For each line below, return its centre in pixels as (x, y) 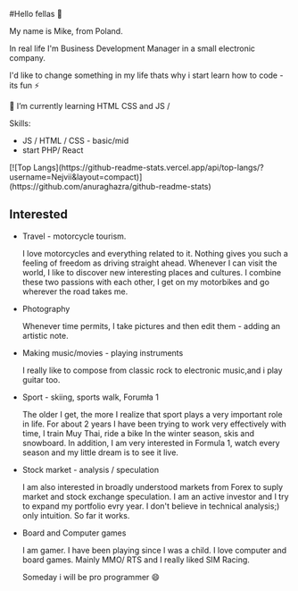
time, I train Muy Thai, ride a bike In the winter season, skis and (138, 433)
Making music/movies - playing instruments (103, 352)
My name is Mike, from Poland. (66, 31)
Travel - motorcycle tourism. (74, 236)
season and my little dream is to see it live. (100, 452)
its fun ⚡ (25, 85)
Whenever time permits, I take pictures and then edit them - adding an (151, 325)
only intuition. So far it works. (76, 515)
